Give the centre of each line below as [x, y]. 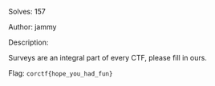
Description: [28, 42]
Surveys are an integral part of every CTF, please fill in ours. [107, 58]
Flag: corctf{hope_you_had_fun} [61, 73]
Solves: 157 [27, 12]
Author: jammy [32, 27]
